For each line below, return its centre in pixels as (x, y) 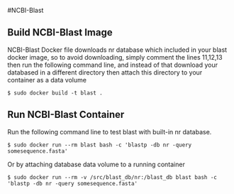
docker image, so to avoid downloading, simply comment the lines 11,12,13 (115, 57)
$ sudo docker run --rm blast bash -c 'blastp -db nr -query (100, 145)
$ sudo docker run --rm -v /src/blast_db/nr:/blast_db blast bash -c (112, 177)
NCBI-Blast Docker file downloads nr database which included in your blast (117, 50)
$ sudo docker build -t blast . (55, 93)
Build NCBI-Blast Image (60, 32)
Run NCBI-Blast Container (66, 115)
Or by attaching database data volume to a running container (96, 164)
